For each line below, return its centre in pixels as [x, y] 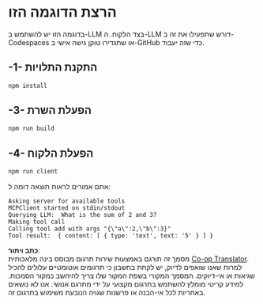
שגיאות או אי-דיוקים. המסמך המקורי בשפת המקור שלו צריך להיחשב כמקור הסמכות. [131, 275]
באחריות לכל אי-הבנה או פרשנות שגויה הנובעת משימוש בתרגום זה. [107, 293]
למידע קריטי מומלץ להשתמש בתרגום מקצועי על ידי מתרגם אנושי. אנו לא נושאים [126, 284]
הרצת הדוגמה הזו [62, 12]
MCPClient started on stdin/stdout [67, 208]
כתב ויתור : [24, 250]
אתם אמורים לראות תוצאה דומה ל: [59, 186]
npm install [28, 85]
